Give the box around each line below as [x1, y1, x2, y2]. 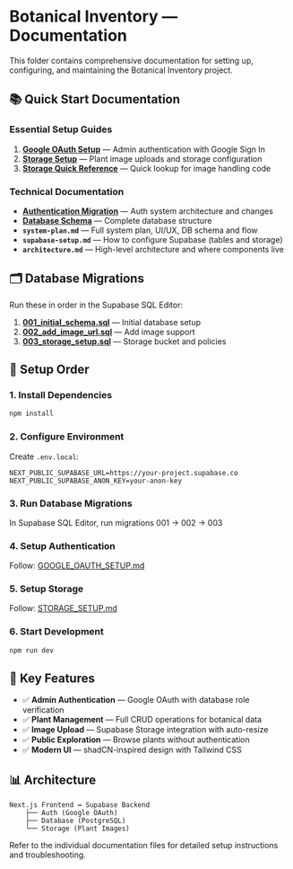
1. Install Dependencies [9, 389, 113, 402]
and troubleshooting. [9, 849, 87, 860]
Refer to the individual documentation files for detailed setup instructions [9, 840, 279, 851]
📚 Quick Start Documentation [9, 92, 181, 107]
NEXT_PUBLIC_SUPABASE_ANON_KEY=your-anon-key [9, 476, 182, 485]
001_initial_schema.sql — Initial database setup [22, 316, 202, 327]
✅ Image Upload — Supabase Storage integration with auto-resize [22, 724, 269, 735]
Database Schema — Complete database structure [22, 215, 212, 226]
